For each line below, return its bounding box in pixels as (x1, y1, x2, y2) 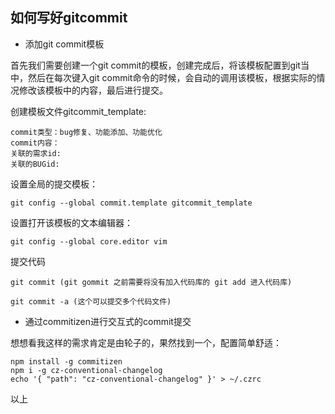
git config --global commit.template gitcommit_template (10, 198, 253, 208)
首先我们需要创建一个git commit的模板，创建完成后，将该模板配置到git (10, 59, 301, 71)
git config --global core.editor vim (10, 236, 168, 247)
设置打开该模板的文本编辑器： (10, 216, 133, 228)
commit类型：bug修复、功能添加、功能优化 (10, 127, 163, 137)
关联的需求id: (10, 148, 62, 158)
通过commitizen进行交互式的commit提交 (24, 315, 192, 327)
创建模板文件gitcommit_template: (10, 105, 147, 117)
